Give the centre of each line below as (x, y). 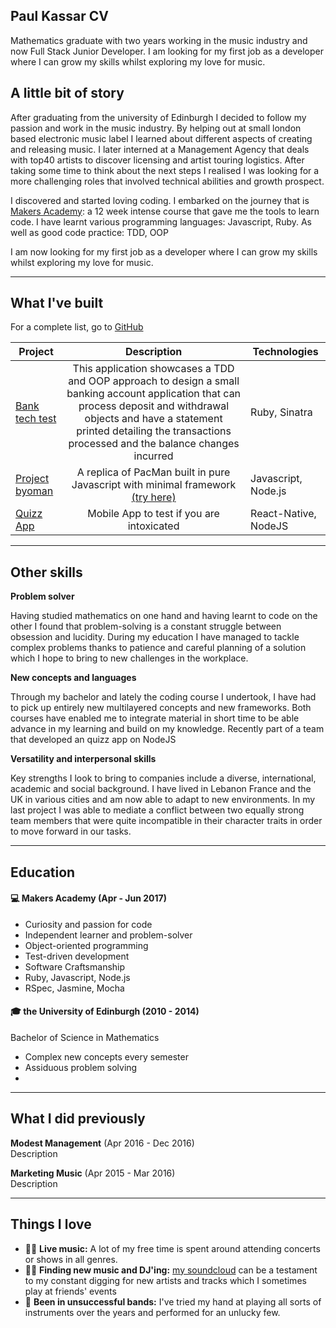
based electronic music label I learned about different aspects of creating (161, 138)
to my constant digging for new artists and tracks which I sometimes (165, 1280)
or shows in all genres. (71, 1259)
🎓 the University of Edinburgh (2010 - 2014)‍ (105, 1011)
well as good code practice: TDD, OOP (89, 232)
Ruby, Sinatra (281, 412)
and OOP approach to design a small (154, 381)
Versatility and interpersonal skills (83, 759)
